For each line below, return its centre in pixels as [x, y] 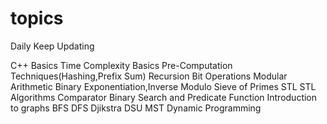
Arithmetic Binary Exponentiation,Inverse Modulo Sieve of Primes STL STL [163, 86]
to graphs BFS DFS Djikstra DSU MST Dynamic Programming [136, 108]
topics [37, 18]
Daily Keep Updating [52, 46]
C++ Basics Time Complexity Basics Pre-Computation [121, 65]
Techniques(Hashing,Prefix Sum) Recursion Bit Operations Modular [149, 76]
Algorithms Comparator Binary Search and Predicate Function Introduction [164, 97]
